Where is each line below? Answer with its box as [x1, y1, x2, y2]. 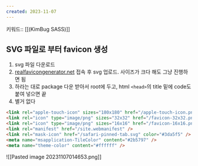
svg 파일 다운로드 [14, 61, 55, 68]
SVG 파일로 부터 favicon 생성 [6, 45, 108, 55]
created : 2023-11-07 [6, 8, 57, 15]
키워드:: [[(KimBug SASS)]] [6, 25, 71, 32]
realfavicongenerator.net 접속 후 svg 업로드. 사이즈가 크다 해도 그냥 [14, 68, 173, 75]
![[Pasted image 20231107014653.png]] [6, 153, 102, 160]
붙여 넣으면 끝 [14, 91, 47, 98]
